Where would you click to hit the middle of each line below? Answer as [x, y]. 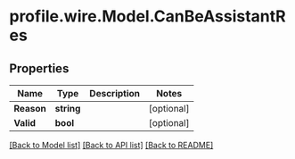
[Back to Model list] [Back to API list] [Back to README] [111, 145]
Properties [39, 68]
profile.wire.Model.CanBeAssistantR [148, 17]
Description [115, 93]
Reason [30, 109]
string [68, 109]
